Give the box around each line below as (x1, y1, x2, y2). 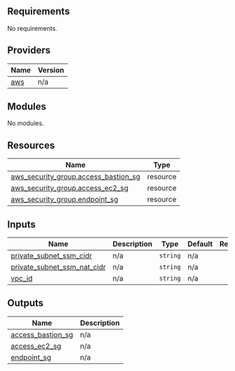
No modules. (7, 119, 44, 128)
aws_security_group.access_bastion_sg (10, 172, 141, 182)
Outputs (7, 297, 44, 310)
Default (187, 239, 213, 249)
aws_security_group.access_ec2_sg (10, 183, 129, 193)
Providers (7, 45, 51, 57)
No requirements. (7, 24, 58, 32)
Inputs (7, 218, 36, 230)
